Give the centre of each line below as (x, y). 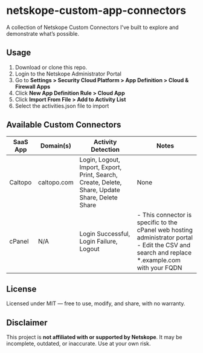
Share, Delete (98, 197)
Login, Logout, (100, 160)
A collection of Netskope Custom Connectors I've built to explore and (93, 27)
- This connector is (164, 215)
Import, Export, (101, 167)
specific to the (157, 222)
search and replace (164, 253)
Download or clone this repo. (51, 67)
